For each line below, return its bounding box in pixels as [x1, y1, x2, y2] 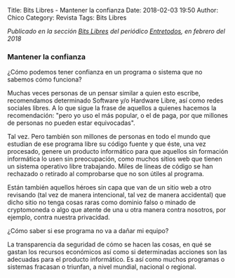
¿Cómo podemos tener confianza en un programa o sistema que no [7, 68, 203, 77]
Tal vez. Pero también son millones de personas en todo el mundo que [7, 133, 210, 141]
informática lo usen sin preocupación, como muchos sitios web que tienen [7, 154, 222, 164]
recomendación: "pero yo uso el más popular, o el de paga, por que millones [7, 112, 228, 120]
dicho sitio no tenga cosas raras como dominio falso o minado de [7, 198, 196, 206]
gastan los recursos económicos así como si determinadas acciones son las [7, 248, 227, 256]
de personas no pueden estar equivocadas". [7, 119, 135, 127]
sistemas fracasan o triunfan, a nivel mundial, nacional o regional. [7, 263, 196, 271]
